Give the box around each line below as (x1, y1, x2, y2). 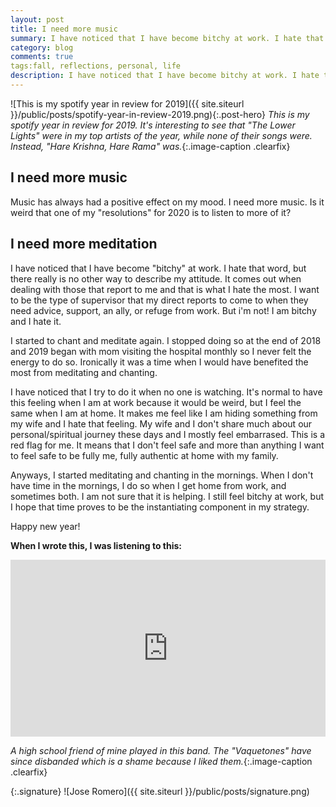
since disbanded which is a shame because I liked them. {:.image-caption (10, 756, 313, 767)
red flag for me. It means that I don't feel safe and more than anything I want (10, 439, 325, 451)
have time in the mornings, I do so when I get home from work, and (10, 479, 287, 491)
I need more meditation (10, 236, 158, 253)
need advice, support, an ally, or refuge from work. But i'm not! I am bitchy (10, 304, 317, 316)
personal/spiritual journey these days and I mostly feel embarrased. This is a (10, 428, 325, 440)
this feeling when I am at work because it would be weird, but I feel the (10, 396, 302, 408)
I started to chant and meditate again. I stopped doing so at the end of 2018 (10, 334, 322, 346)
